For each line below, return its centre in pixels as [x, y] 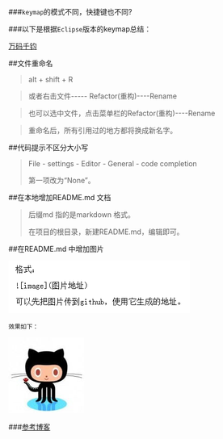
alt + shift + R [50, 79]
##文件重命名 [31, 63]
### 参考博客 [29, 427]
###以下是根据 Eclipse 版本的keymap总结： [80, 29]
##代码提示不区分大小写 [48, 147]
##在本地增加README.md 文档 [60, 197]
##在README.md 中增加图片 [56, 249]
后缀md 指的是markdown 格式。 [81, 215]
